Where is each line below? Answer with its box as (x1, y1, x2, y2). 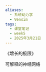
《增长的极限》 (5, 50, 36, 56)
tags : (5, 21, 16, 27)
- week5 (9, 31, 26, 36)
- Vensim (9, 17, 28, 22)
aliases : (5, 7, 23, 13)
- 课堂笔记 (9, 26, 29, 31)
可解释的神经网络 (5, 61, 40, 67)
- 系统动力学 (9, 12, 33, 17)
